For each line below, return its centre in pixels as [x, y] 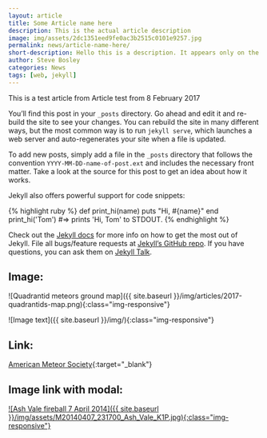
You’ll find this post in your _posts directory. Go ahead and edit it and [122, 113]
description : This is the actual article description [100, 30]
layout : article [35, 16]
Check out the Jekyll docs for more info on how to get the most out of [123, 235]
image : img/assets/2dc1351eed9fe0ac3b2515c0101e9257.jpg [105, 38]
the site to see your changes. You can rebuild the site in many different [143, 121]
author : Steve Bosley [44, 61]
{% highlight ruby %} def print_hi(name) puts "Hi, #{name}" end [114, 211]
